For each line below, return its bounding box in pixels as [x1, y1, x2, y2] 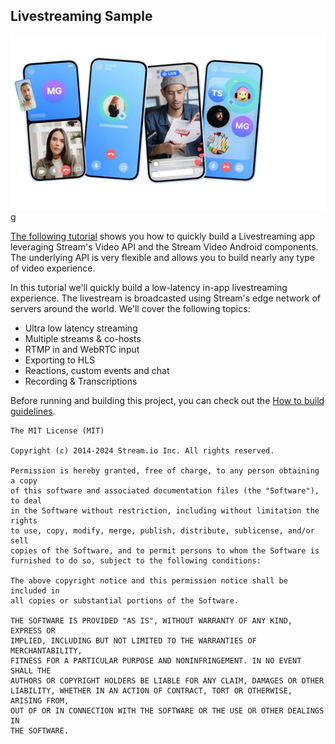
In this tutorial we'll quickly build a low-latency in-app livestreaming [10, 282, 288, 294]
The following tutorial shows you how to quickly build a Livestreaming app [10, 230, 316, 243]
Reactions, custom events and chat [24, 365, 170, 377]
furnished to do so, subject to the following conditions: [10, 556, 262, 566]
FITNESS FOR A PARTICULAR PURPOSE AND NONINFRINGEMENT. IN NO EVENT [10, 656, 302, 666]
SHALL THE [10, 666, 52, 676]
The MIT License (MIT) [10, 426, 105, 436]
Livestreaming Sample [10, 8, 153, 25]
